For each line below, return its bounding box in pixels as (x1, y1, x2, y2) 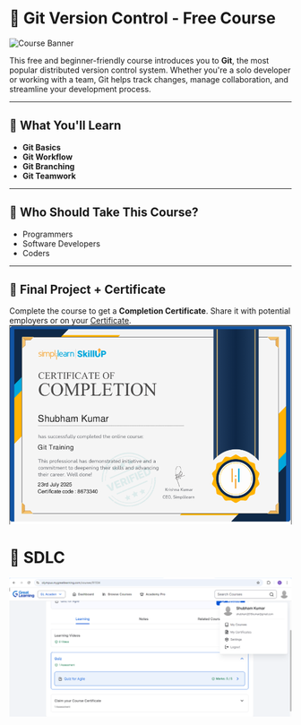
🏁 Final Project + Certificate (9, 281, 167, 297)
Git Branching (21, 160, 75, 171)
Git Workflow (21, 151, 73, 162)
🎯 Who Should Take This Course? (9, 205, 199, 220)
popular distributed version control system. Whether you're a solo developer (9, 65, 291, 75)
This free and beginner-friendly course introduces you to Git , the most (9, 55, 270, 65)
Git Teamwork (21, 170, 76, 181)
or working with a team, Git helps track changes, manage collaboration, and (9, 73, 289, 84)
